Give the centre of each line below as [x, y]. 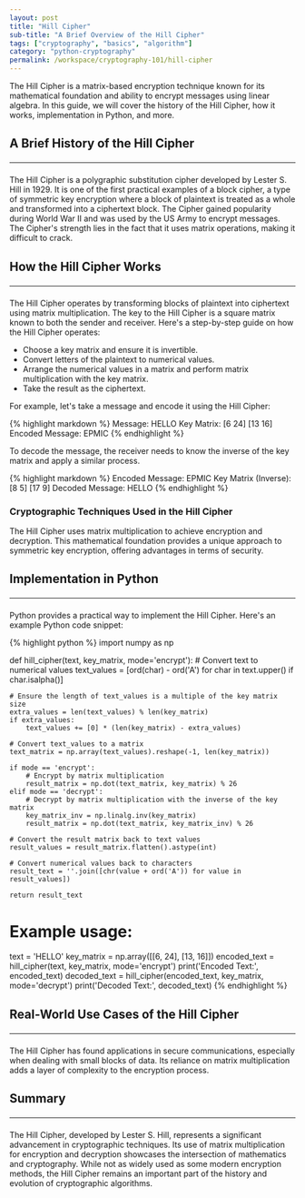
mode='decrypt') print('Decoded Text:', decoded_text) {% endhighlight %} [148, 986]
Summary [38, 1098]
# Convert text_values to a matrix [77, 744]
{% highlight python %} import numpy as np [92, 643]
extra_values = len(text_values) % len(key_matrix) [109, 712]
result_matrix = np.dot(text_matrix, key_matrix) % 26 [132, 784]
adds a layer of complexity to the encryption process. [109, 1070]
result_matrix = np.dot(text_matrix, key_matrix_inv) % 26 [140, 824]
